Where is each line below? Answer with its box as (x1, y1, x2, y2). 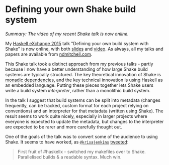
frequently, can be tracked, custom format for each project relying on (5, 102, 149, 108)
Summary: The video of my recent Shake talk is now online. (5, 31, 129, 37)
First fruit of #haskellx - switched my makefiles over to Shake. (17, 148, 146, 154)
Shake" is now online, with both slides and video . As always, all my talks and (5, 46, 163, 52)
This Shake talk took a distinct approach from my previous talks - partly (5, 61, 153, 67)
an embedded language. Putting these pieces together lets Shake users (5, 82, 153, 88)
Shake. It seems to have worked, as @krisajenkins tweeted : (5, 139, 129, 145)
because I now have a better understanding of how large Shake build (5, 66, 148, 72)
